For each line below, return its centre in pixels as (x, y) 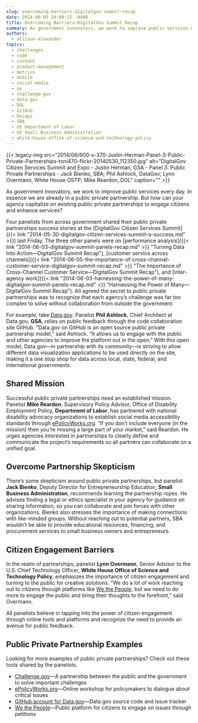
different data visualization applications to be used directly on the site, (91, 352)
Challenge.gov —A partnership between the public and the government (100, 676)
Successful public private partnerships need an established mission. (89, 398)
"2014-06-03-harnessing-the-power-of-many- (117, 278)
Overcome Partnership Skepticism (71, 467)
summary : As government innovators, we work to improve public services (97, 28)
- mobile (22, 77)
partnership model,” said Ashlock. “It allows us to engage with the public (94, 333)
